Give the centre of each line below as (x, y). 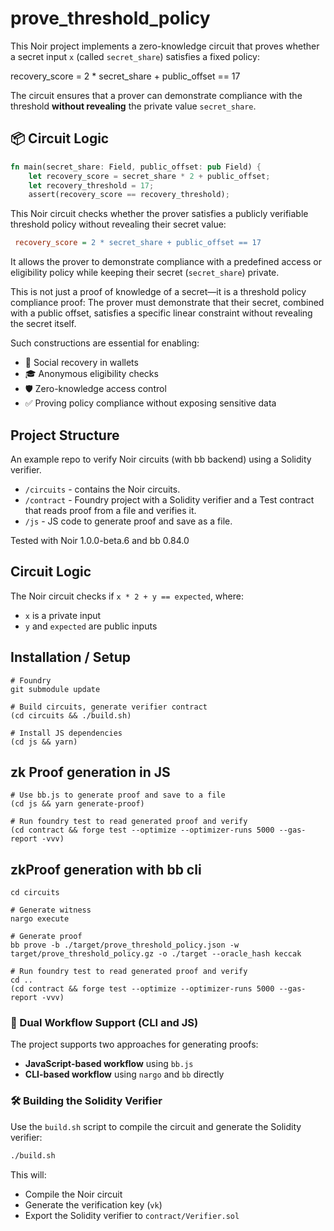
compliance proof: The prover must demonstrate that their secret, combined (167, 303)
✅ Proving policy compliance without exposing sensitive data (150, 403)
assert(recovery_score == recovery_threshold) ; (129, 195)
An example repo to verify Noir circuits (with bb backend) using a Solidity (161, 459)
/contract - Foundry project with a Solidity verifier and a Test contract (169, 499)
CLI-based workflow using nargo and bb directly (124, 1074)
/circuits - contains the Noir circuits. (102, 489)
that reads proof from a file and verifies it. (110, 510)
